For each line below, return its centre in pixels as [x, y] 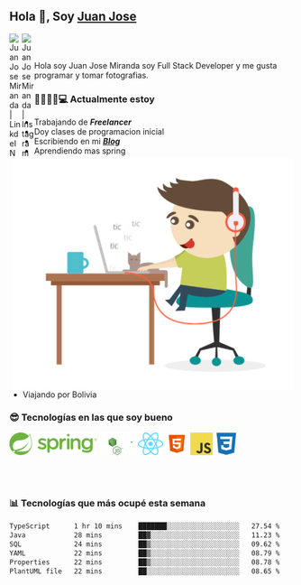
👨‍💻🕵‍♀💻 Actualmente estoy [95, 98]
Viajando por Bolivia [59, 395]
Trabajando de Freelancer [83, 122]
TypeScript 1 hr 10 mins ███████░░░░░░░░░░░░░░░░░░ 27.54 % [145, 526]
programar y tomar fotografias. [91, 75]
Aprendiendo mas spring [80, 151]
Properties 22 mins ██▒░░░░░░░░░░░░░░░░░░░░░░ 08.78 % [145, 562]
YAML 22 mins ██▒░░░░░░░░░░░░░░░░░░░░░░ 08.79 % [145, 553]
